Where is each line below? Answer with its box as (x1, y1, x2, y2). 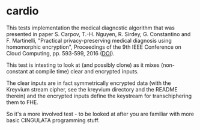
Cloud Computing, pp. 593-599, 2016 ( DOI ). (6, 49, 115, 57)
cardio (6, 4, 39, 18)
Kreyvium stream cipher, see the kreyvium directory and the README (6, 85, 178, 93)
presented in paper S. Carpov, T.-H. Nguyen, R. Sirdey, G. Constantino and (6, 30, 191, 37)
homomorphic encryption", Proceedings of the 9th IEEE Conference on (6, 43, 181, 51)
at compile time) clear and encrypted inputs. (29, 67, 139, 75)
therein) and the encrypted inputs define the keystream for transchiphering (6, 92, 192, 99)
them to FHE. (6, 98, 39, 106)
